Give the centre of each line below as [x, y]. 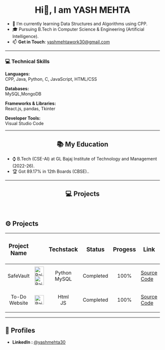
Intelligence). [25, 36]
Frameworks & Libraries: [31, 103]
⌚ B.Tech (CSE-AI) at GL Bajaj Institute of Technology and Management [84, 159]
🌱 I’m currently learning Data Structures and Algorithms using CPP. [80, 24]
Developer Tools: [23, 118]
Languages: [18, 74]
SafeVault [19, 276]
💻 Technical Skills [27, 61]
